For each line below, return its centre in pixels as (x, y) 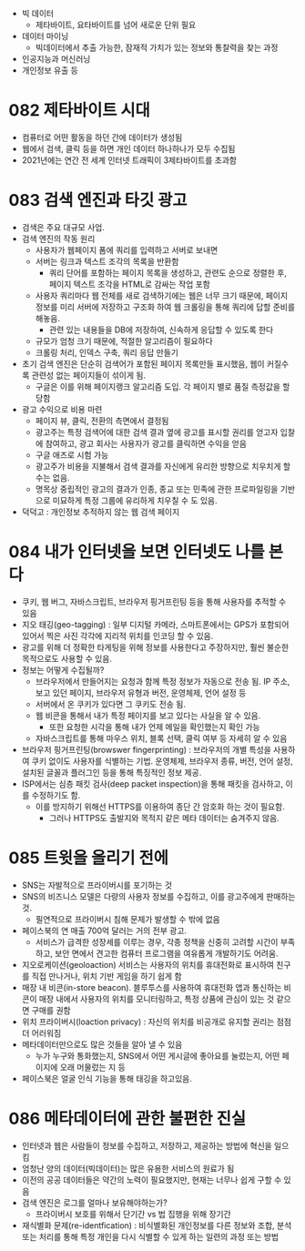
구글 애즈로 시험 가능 (72, 454)
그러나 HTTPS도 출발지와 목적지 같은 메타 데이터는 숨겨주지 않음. (164, 818)
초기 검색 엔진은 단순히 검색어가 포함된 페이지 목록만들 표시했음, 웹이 (143, 363)
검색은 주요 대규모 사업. (63, 227)
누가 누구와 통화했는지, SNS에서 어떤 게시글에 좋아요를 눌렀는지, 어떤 (158, 1055)
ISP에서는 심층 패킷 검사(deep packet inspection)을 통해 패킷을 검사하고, (152, 783)
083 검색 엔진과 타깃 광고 (98, 201)
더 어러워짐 (41, 1032)
